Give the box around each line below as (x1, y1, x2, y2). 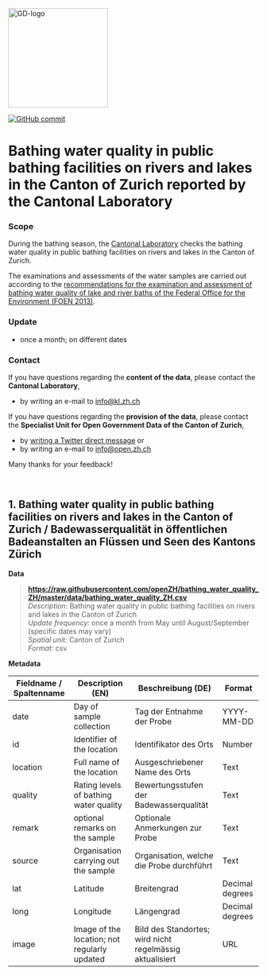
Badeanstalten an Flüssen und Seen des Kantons (8, 535, 256, 549)
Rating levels (73, 779, 122, 790)
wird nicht (134, 934, 172, 945)
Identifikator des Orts (134, 739, 215, 750)
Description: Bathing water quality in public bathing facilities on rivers (27, 600, 256, 611)
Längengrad (134, 906, 180, 917)
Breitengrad (134, 883, 179, 894)
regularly (73, 943, 107, 954)
